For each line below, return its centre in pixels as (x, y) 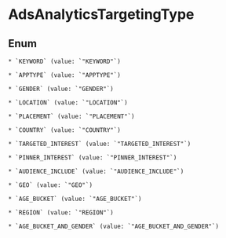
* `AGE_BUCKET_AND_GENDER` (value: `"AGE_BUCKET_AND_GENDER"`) (114, 226)
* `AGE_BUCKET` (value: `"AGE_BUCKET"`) (75, 199)
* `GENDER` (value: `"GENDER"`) (61, 89)
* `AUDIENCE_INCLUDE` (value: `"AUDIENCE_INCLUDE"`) (96, 171)
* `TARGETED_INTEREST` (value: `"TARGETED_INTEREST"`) (100, 144)
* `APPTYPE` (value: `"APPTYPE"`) (65, 75)
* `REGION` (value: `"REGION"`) (61, 213)
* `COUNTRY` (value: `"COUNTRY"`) (65, 130)
